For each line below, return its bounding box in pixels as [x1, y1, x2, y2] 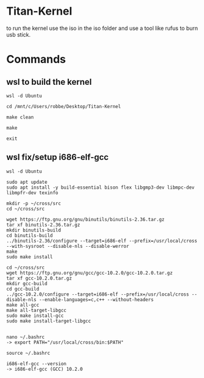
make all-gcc [6, 302, 40, 308]
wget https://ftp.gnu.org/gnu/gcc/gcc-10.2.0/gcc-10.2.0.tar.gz [6, 270, 173, 276]
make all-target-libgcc [6, 307, 67, 313]
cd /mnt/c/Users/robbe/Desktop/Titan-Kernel [6, 103, 121, 109]
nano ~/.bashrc [6, 334, 45, 340]
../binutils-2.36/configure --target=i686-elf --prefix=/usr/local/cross [6, 238, 198, 244]
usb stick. [6, 31, 31, 38]
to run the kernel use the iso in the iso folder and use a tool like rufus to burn [6, 24, 199, 32]
